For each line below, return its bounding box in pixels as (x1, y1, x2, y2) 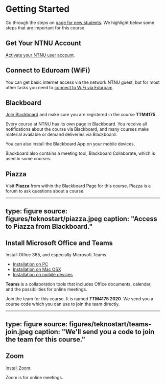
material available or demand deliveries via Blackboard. (5, 131, 117, 138)
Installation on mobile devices (12, 272, 73, 278)
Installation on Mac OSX (12, 266, 62, 272)
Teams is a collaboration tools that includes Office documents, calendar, (5, 281, 152, 287)
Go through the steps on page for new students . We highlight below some (5, 20, 155, 25)
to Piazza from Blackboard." (5, 222, 93, 231)
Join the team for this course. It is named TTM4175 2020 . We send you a (5, 296, 154, 302)
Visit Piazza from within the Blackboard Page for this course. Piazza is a (5, 183, 151, 189)
